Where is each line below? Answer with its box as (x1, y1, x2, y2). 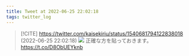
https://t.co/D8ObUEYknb (20, 43, 84, 50)
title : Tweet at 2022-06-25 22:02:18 (6, 8, 99, 15)
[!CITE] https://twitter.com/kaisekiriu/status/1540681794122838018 (20, 30, 184, 37)
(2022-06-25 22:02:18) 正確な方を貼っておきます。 (20, 37, 152, 44)
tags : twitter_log (6, 14, 51, 20)
